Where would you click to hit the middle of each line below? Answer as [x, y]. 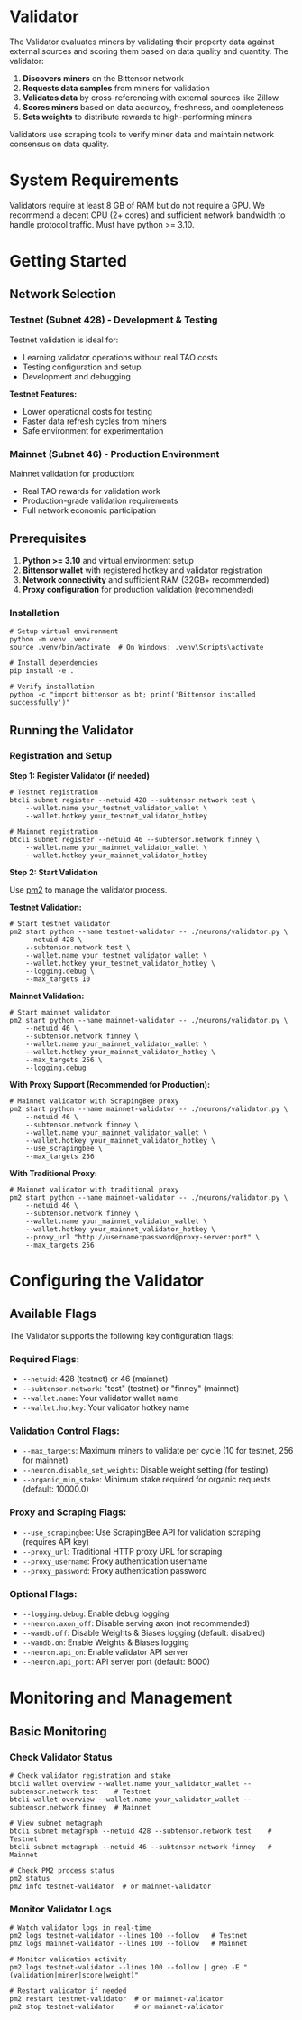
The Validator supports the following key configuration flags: [122, 1335]
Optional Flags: [43, 1594]
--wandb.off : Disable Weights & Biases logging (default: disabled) [144, 1633]
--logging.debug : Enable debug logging [96, 1613]
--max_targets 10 [58, 979]
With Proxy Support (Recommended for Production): [110, 1084]
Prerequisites [48, 539]
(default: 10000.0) [56, 1489]
